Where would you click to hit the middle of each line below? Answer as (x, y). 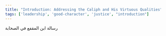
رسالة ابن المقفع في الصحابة (31, 28)
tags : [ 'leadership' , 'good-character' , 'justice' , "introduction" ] (77, 14)
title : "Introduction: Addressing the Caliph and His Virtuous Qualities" (84, 9)
